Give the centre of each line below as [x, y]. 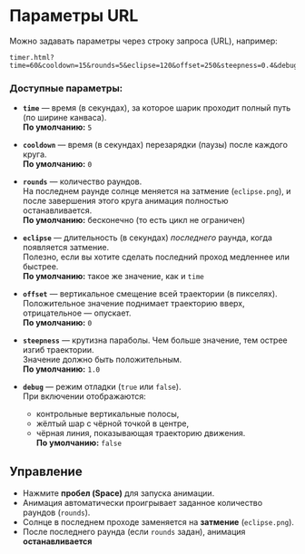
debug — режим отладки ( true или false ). [102, 387]
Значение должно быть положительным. [102, 360]
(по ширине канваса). [64, 118]
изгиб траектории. [58, 350]
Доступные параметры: [66, 88]
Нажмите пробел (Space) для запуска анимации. [118, 493]
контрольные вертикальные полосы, [108, 414]
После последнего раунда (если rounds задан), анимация [134, 532]
